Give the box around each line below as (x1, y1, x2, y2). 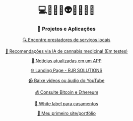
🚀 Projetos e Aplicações (37, 26, 96, 33)
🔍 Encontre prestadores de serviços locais (22, 37, 111, 43)
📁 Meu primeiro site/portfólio (37, 110, 96, 117)
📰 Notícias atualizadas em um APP (31, 58, 102, 64)
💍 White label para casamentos (34, 101, 99, 107)
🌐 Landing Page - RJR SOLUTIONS (30, 68, 103, 74)
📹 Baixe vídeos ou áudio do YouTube (28, 78, 105, 83)
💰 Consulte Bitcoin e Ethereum (34, 89, 99, 95)
